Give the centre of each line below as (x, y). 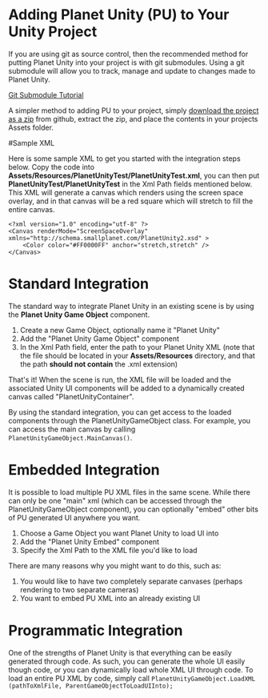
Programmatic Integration (96, 631)
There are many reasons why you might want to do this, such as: (115, 565)
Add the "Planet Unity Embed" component (90, 541)
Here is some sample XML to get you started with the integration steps (125, 158)
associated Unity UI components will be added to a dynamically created (127, 388)
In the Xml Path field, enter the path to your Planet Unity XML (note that (137, 347)
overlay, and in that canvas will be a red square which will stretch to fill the (131, 201)
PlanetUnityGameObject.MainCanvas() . (70, 437)
